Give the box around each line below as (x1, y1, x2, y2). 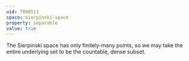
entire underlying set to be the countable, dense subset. (6, 48, 146, 56)
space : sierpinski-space (6, 14, 69, 20)
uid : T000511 (6, 8, 39, 15)
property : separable (6, 20, 59, 26)
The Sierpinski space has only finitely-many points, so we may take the (6, 42, 183, 49)
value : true (6, 25, 36, 32)
